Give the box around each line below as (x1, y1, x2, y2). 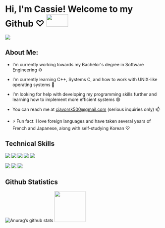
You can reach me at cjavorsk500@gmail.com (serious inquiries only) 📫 (12, 106, 160, 112)
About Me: (5, 48, 39, 57)
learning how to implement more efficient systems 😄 (12, 96, 120, 102)
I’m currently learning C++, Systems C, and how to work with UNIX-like (12, 76, 158, 82)
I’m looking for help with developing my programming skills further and (12, 91, 157, 97)
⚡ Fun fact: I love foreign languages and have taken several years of (12, 118, 151, 124)
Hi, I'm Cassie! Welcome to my (5, 3, 133, 15)
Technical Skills (5, 139, 55, 148)
